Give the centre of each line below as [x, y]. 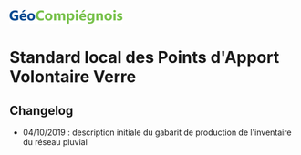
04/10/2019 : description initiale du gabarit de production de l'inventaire [157, 132]
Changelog [42, 110]
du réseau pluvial [55, 142]
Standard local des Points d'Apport [145, 58]
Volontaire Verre [73, 77]
